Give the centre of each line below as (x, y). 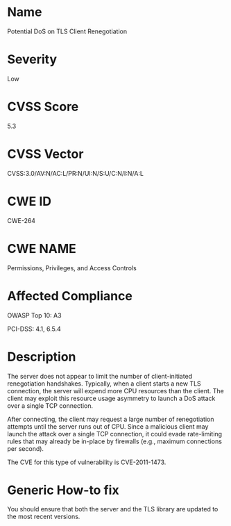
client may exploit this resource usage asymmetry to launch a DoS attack (111, 398)
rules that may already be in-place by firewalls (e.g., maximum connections (114, 441)
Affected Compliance (70, 296)
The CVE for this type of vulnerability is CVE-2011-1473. (87, 462)
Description (42, 357)
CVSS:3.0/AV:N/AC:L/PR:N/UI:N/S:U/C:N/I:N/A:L (76, 173)
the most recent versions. (44, 517)
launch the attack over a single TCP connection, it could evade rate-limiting (115, 434)
